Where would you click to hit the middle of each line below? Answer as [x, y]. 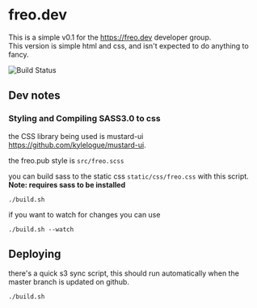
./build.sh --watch [41, 229]
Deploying [35, 254]
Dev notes [34, 96]
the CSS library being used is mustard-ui [76, 136]
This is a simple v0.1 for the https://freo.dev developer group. [110, 37]
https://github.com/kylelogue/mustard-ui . [78, 145]
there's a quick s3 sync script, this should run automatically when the [124, 273]
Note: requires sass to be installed [67, 184]
